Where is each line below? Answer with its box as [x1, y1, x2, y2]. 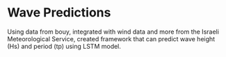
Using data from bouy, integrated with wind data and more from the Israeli [7, 27, 219, 36]
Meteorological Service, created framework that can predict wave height [7, 34, 216, 43]
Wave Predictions [7, 5, 111, 21]
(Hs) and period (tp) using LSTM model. [7, 42, 122, 50]
